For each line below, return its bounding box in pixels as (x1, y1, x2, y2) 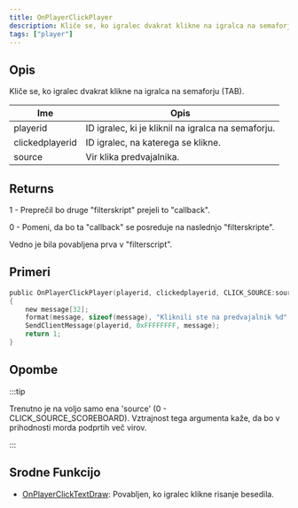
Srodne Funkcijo (9, 465, 101, 480)
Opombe (9, 362, 59, 377)
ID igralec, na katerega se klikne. (85, 137, 222, 149)
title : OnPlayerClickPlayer (9, 12, 114, 22)
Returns (9, 181, 55, 196)
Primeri (9, 265, 51, 280)
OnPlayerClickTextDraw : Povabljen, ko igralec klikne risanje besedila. (21, 488, 275, 499)
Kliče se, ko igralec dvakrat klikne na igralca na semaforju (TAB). (9, 86, 245, 97)
